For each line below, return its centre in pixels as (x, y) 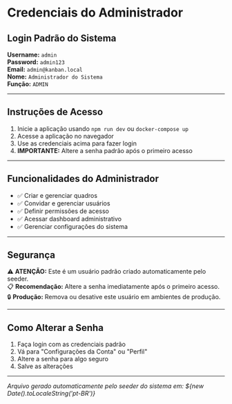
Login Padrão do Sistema (62, 38)
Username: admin (32, 54)
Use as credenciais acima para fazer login (77, 143)
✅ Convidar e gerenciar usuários (64, 203)
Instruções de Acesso (55, 112)
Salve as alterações (45, 366)
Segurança (31, 255)
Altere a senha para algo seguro (63, 359)
